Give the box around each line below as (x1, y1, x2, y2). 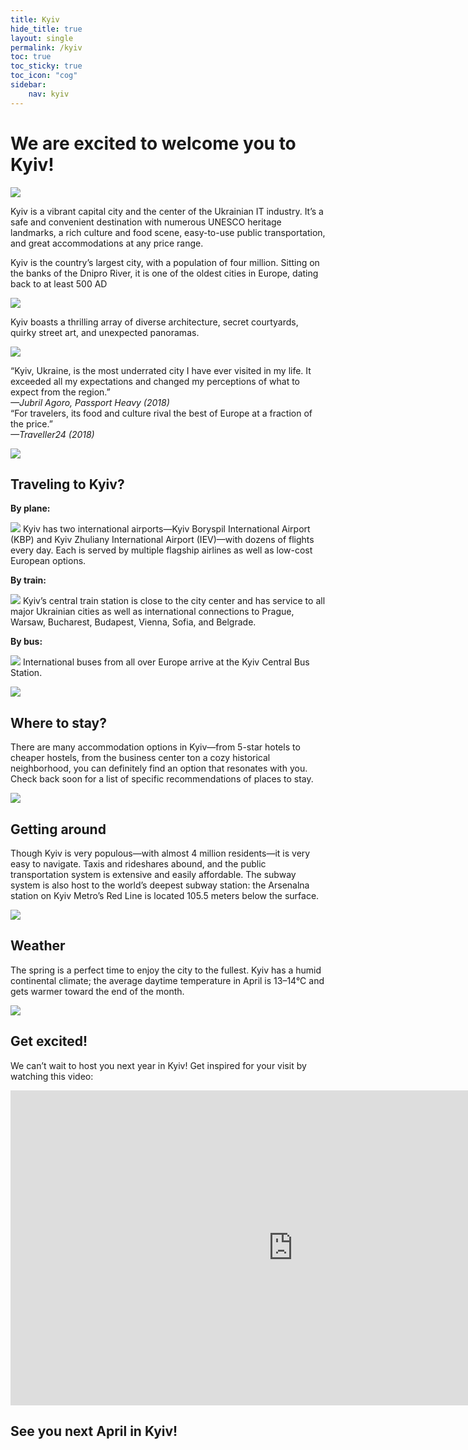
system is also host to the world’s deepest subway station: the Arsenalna (10, 879, 310, 891)
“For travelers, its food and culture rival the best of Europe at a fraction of (10, 407, 313, 419)
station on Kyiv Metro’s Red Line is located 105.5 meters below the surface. (10, 890, 320, 901)
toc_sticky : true (10, 61, 83, 71)
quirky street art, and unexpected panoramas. (10, 326, 200, 338)
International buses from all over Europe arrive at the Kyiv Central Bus (22, 656, 310, 668)
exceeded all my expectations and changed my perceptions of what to (10, 375, 300, 387)
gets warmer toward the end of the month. (10, 985, 185, 997)
